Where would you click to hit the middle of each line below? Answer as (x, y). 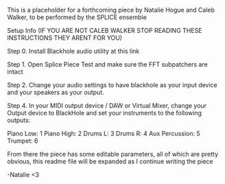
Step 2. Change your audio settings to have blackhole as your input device (112, 85)
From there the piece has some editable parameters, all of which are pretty (113, 154)
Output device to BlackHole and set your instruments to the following (105, 113)
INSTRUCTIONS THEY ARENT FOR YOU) (64, 38)
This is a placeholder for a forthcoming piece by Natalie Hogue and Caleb (111, 10)
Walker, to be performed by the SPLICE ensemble (77, 17)
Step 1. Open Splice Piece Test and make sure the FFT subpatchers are (107, 64)
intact (15, 72)
